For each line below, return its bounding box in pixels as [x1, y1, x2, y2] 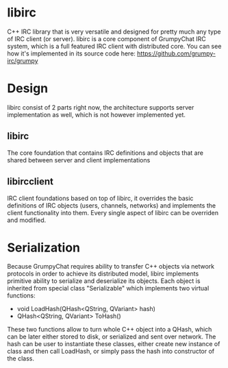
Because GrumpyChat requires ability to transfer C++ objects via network [7, 262, 214, 271]
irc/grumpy [7, 56, 39, 64]
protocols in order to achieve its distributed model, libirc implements [7, 269, 199, 278]
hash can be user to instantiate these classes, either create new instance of [7, 340, 220, 348]
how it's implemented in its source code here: [7, 49, 136, 58]
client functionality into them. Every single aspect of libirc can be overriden [7, 208, 219, 217]
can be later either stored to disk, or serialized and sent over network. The [7, 332, 216, 341]
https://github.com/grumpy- [136, 49, 216, 58]
